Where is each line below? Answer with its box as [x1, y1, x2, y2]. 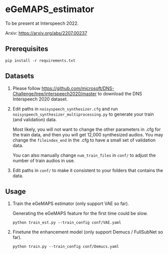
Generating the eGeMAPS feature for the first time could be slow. [12, 211, 148, 217]
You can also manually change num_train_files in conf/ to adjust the [12, 152, 156, 158]
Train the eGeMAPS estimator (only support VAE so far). [12, 200, 130, 207]
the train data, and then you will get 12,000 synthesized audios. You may [12, 131, 163, 137]
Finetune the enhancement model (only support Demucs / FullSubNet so [12, 229, 163, 235]
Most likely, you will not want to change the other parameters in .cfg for [12, 126, 161, 132]
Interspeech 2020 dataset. [12, 96, 68, 102]
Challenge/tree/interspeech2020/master [12, 90, 97, 96]
